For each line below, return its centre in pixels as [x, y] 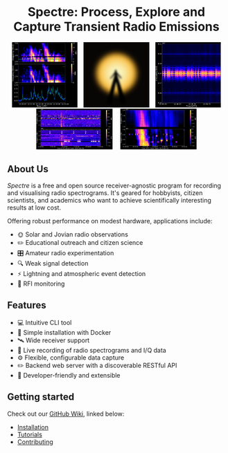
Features [27, 305]
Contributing [35, 442]
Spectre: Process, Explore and [116, 12]
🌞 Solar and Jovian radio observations [72, 234]
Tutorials [30, 434]
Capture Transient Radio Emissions [116, 27]
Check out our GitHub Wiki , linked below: [66, 414]
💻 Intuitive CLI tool [44, 322]
